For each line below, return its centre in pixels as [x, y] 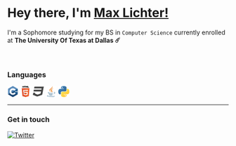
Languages [27, 74]
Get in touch [29, 119]
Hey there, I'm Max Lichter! [88, 13]
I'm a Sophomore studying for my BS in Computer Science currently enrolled [117, 32]
